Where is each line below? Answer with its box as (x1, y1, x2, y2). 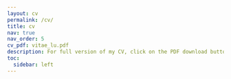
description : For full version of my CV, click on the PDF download (7, 49, 208, 56)
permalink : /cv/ (7, 16, 54, 23)
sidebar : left (13, 61, 54, 68)
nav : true (7, 29, 36, 36)
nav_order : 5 (7, 36, 45, 43)
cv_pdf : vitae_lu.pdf (7, 42, 69, 49)
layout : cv (7, 10, 38, 17)
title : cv (7, 23, 36, 30)
